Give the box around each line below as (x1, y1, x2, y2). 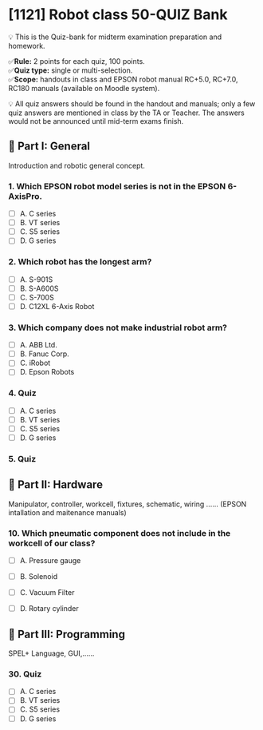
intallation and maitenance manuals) (8, 507, 128, 517)
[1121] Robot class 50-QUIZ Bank (8, 6, 229, 24)
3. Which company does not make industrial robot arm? (8, 322, 228, 333)
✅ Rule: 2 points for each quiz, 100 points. (8, 56, 145, 65)
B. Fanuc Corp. (19, 349, 69, 359)
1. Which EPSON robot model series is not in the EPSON (8, 181, 226, 192)
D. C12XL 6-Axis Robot (19, 301, 95, 311)
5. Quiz (8, 453, 37, 464)
